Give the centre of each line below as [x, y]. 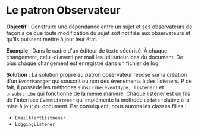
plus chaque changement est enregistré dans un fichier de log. [83, 63]
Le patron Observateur [63, 10]
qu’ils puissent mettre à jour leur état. [52, 39]
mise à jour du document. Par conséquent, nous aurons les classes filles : [96, 106]
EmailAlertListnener [40, 118]
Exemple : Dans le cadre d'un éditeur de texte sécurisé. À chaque [87, 50]
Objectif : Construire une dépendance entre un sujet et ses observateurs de [99, 27]
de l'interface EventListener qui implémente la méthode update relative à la [98, 100]
